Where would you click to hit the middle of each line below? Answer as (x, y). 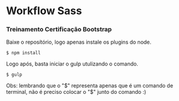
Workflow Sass (44, 11)
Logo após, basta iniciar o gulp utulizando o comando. (72, 64)
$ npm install (24, 53)
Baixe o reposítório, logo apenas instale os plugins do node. (79, 42)
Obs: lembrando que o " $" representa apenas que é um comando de (89, 86)
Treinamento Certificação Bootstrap (59, 30)
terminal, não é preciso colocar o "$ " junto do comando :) (76, 92)
